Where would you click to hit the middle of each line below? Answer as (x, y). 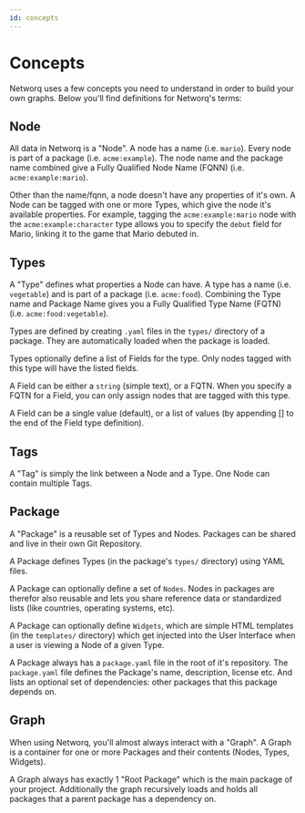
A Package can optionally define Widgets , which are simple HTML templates (152, 625)
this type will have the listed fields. (74, 368)
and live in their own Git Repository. (76, 543)
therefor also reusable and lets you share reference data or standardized (146, 598)
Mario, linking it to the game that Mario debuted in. (104, 234)
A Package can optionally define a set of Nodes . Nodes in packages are (142, 588)
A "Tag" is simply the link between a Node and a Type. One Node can (140, 473)
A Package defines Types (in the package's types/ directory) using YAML (147, 561)
